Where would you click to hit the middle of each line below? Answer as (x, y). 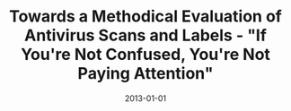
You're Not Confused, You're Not (145, 55)
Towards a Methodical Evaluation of (145, 17)
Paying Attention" (145, 74)
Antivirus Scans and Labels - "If (145, 35)
